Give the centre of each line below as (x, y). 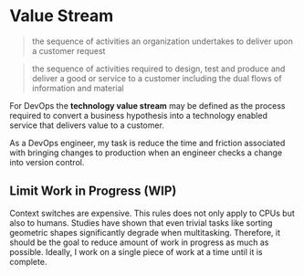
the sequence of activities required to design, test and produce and (158, 69)
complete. (28, 261)
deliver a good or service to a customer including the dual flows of (157, 78)
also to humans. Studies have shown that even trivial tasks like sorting (141, 223)
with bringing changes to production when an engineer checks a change (146, 153)
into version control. (47, 162)
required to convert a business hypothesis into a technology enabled (138, 115)
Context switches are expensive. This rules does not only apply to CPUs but (152, 213)
